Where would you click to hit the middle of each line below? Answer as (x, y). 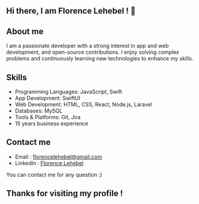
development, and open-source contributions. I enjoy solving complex (93, 52)
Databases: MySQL (39, 111)
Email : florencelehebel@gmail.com (58, 157)
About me (25, 31)
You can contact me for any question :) (54, 175)
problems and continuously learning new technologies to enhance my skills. (100, 59)
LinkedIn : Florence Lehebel (49, 163)
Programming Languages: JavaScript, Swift (68, 92)
